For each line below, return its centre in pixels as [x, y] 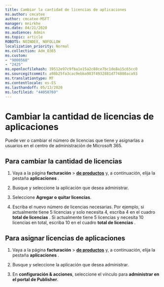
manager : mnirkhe [23, 23]
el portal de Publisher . [35, 279]
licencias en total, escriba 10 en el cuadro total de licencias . [74, 223]
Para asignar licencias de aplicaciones [65, 238]
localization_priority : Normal [37, 46]
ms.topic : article [24, 37]
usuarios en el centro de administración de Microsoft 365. [64, 146]
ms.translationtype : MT [30, 78]
